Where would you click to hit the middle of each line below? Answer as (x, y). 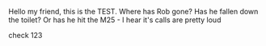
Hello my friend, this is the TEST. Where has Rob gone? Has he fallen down (133, 11)
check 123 (25, 35)
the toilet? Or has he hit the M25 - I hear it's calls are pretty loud (115, 20)
